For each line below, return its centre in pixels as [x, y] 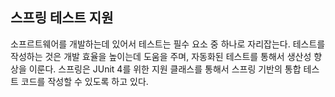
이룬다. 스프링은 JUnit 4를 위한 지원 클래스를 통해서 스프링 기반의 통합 [165, 69]
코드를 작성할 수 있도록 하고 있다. [84, 81]
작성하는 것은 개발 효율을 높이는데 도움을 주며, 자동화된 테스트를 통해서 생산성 [161, 56]
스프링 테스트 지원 [62, 18]
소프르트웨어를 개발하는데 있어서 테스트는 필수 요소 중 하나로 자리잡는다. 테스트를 [168, 44]
